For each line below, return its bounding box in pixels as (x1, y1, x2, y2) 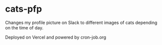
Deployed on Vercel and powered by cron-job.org (5, 34, 107, 40)
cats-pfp (5, 3, 42, 15)
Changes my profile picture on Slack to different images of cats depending (5, 20, 158, 25)
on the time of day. (5, 24, 44, 30)
